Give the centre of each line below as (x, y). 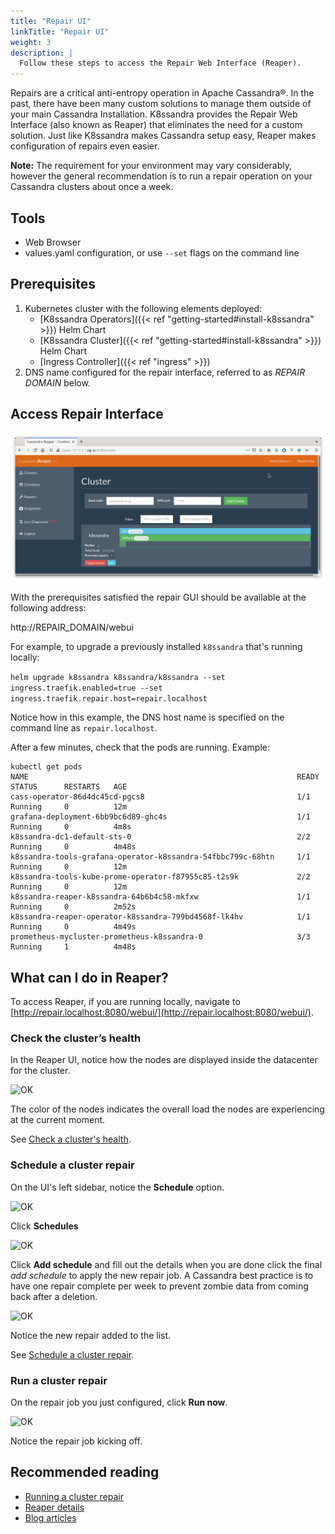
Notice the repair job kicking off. (76, 1441)
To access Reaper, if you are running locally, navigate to (125, 1002)
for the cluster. (40, 1071)
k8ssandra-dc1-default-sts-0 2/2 (160, 837)
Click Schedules (44, 1226)
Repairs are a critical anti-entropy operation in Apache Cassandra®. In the (162, 93)
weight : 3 (31, 42)
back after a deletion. (54, 1296)
